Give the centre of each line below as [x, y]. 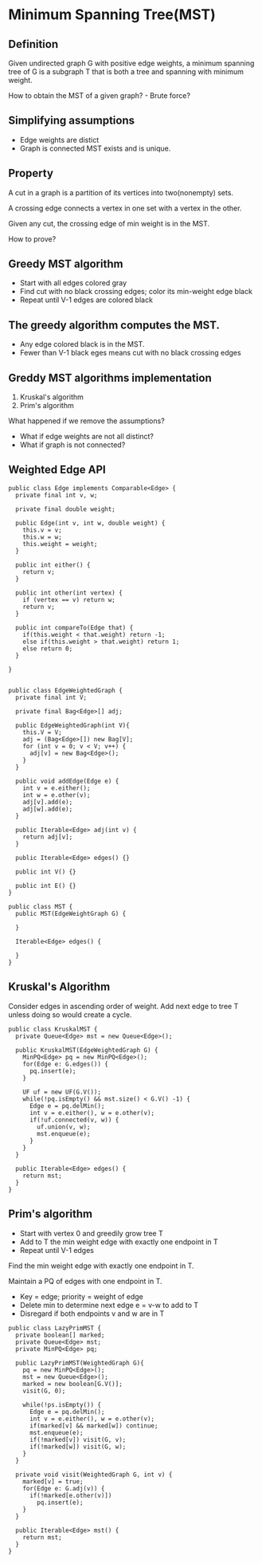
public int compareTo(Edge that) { [74, 627]
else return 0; [48, 648]
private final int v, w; [57, 495]
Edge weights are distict [59, 139]
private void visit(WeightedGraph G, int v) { [94, 1475]
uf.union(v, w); [64, 1127]
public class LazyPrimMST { [55, 1328]
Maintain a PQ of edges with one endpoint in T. [85, 1281]
